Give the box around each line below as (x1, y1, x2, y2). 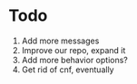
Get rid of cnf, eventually (21, 64, 114, 75)
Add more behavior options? (21, 54, 129, 65)
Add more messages (21, 35, 100, 46)
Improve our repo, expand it (21, 44, 126, 55)
